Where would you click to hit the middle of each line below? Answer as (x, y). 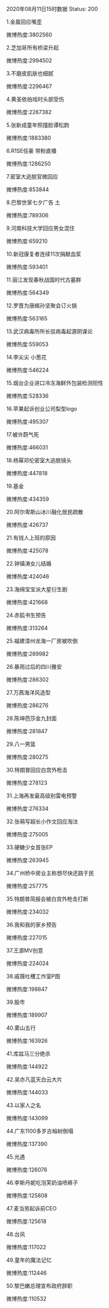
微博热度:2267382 (29, 112)
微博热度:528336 (28, 396)
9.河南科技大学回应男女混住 (41, 228)
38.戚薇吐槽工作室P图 (33, 976)
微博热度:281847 (27, 731)
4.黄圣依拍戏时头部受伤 (35, 99)
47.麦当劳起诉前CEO (31, 1208)
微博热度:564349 (28, 293)
